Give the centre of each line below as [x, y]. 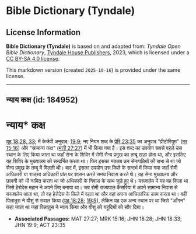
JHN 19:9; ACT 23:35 [40, 225]
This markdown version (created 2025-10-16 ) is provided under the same [93, 70]
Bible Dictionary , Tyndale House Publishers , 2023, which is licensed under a [98, 53]
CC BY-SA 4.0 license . [33, 59]
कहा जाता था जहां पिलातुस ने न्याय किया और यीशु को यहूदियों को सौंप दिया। [75, 207]
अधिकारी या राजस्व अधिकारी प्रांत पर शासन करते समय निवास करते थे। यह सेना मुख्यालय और [92, 174]
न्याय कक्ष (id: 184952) [42, 100]
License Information [43, 32]
